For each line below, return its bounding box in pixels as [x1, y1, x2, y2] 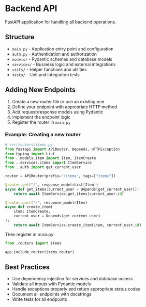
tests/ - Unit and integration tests [12, 71, 80, 78]
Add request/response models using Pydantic [12, 109, 103, 114]
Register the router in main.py [12, 119, 71, 125]
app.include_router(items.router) [5, 249, 75, 255]
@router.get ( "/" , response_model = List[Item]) [5, 182, 98, 187]
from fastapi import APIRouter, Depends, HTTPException [5, 146, 120, 152]
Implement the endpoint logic [12, 114, 71, 120]
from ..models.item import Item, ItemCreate [5, 156, 96, 161]
